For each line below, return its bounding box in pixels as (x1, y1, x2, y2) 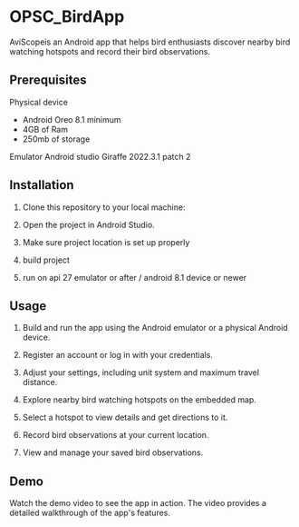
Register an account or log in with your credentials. (22, 350, 213, 361)
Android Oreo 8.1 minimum (22, 114, 121, 124)
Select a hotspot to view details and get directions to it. (22, 412, 228, 423)
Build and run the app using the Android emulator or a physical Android (22, 323, 288, 333)
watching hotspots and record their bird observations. (9, 45, 211, 56)
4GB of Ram (22, 124, 68, 134)
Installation (9, 177, 74, 193)
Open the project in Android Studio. (22, 219, 156, 230)
